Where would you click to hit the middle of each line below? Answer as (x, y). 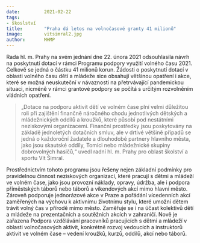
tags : (13, 17)
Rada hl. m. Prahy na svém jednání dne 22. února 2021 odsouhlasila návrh (98, 57)
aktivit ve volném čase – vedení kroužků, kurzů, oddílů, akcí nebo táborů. (97, 233)
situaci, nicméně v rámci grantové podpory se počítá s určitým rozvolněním (100, 89)
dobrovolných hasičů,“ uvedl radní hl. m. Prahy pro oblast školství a (105, 152)
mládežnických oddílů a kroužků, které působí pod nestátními (97, 120)
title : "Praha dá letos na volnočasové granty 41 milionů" (91, 29)
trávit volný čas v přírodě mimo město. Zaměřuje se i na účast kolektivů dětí (100, 208)
